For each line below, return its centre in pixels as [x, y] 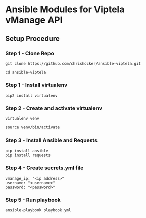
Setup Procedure [32, 39]
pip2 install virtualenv [31, 96]
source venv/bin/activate [32, 127]
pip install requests [28, 155]
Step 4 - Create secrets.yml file [44, 168]
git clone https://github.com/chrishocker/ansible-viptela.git [73, 63]
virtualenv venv [22, 119]
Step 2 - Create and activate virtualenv [54, 108]
